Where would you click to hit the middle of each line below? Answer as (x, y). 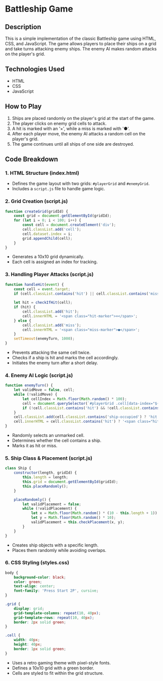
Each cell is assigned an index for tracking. (55, 262)
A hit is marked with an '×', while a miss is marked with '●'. (71, 128)
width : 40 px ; (27, 640)
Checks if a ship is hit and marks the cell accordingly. (65, 358)
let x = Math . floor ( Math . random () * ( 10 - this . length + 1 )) (94, 513)
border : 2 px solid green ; (40, 622)
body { (12, 573)
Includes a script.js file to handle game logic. (58, 189)
